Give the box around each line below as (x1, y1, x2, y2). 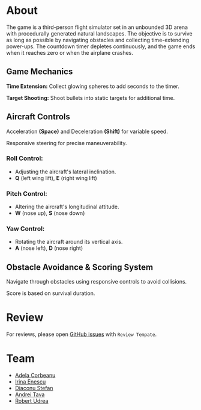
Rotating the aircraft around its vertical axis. (14, 238, 123, 246)
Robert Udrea (14, 397, 49, 405)
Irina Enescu (14, 378, 46, 385)
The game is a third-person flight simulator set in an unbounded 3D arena (6, 23, 188, 31)
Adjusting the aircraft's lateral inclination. (14, 168, 116, 175)
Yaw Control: (6, 225, 45, 233)
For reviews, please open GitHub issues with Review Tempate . (6, 331, 157, 338)
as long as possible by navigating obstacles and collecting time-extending (6, 36, 190, 43)
